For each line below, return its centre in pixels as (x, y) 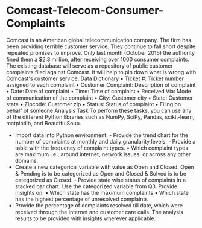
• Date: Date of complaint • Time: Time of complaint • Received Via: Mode (99, 91)
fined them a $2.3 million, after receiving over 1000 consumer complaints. (98, 59)
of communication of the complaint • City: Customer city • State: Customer (99, 98)
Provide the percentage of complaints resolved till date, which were (99, 205)
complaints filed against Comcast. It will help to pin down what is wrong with (101, 72)
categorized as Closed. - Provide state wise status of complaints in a (100, 180)
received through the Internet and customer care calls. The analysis (99, 212)
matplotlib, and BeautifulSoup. (44, 123)
